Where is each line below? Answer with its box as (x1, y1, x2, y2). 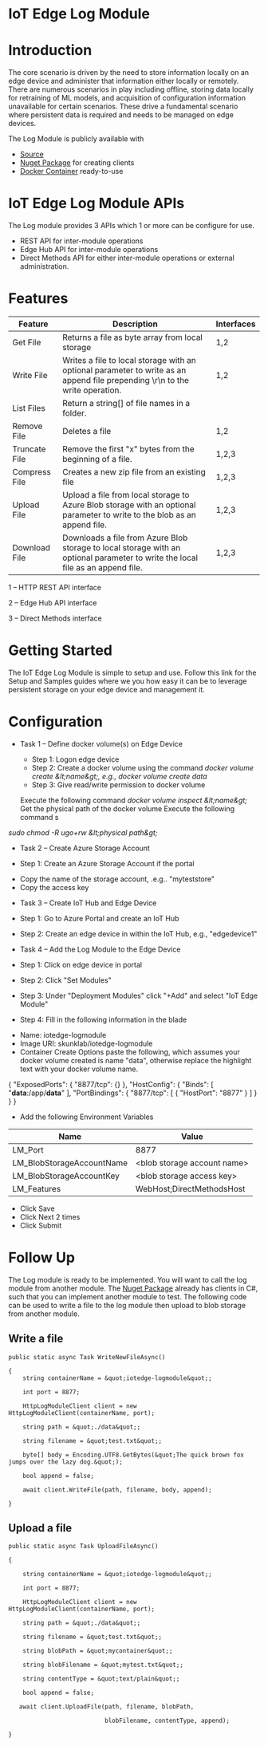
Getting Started (8, 641, 113, 660)
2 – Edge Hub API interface (8, 598, 97, 607)
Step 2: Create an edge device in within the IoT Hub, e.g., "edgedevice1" (19, 928, 258, 938)
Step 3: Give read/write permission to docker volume (31, 779, 206, 790)
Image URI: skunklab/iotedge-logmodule (19, 1039, 153, 1048)
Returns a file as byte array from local (62, 332, 203, 343)
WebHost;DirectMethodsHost (135, 1183, 246, 1194)
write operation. (62, 384, 122, 396)
